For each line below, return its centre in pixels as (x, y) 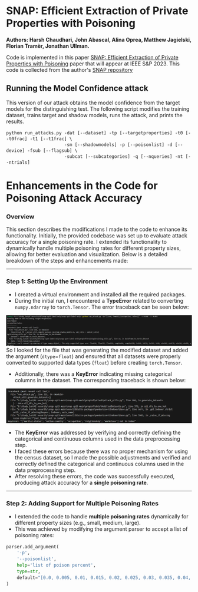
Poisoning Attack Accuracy (74, 198)
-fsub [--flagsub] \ (52, 151)
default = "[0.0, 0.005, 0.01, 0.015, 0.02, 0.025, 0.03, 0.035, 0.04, (104, 578)
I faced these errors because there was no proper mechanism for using (101, 451)
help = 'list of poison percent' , (56, 565)
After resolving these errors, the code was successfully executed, (95, 477)
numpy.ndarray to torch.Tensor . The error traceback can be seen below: (102, 307)
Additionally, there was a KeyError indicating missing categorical (93, 374)
